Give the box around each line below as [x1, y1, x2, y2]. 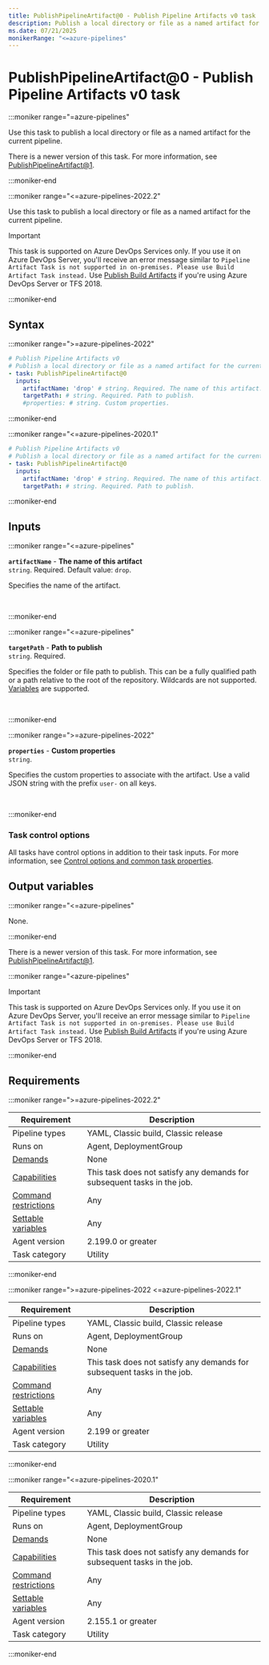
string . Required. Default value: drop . [8, 565, 132, 575]
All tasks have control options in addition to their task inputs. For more [8, 847, 239, 858]
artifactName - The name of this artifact [8, 556, 143, 566]
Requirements [8, 1073, 80, 1087]
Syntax [8, 317, 45, 331]
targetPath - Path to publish [8, 643, 102, 653]
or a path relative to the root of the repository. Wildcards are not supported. [8, 675, 258, 685]
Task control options [8, 830, 90, 841]
